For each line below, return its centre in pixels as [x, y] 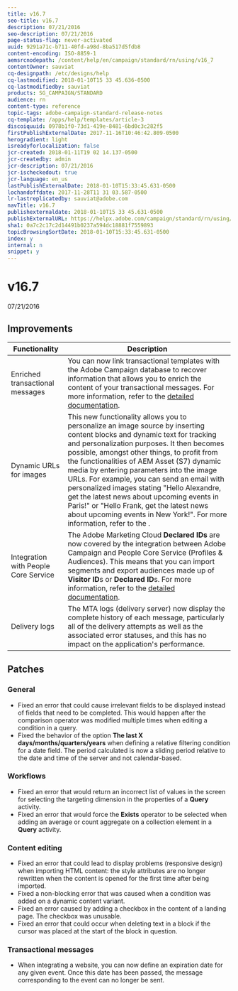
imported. [32, 886]
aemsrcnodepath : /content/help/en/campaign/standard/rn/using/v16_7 [110, 60]
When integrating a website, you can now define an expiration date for [120, 965]
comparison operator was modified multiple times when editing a [112, 720]
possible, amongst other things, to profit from [143, 452]
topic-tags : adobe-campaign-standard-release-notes [85, 113]
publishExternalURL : [38, 219]
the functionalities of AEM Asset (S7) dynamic [144, 461]
